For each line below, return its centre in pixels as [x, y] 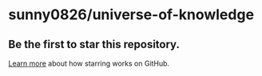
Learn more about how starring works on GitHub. [89, 63]
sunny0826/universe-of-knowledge [131, 15]
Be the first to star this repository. [94, 44]
